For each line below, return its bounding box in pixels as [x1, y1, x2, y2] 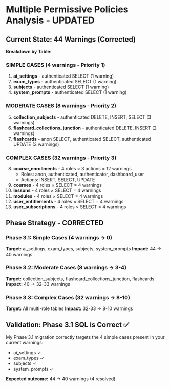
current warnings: [6, 339, 44, 345]
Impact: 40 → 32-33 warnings [6, 281, 71, 287]
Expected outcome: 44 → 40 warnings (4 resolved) [6, 376, 116, 382]
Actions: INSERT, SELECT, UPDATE [20, 176, 95, 183]
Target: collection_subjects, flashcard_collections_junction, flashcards [6, 276, 155, 282]
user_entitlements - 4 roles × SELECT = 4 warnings [13, 198, 124, 204]
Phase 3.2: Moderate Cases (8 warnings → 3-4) [6, 264, 127, 271]
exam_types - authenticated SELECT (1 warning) [13, 79, 117, 85]
